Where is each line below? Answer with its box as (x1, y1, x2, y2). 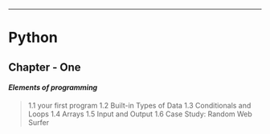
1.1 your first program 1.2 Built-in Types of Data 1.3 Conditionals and (27, 100, 252, 110)
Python (8, 29, 58, 47)
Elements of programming (8, 83, 98, 92)
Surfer (27, 117, 50, 127)
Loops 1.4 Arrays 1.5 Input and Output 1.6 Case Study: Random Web (27, 109, 253, 119)
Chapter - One (8, 60, 82, 74)
